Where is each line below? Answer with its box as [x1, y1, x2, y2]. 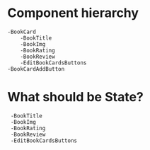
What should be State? [7, 89, 144, 105]
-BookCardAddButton [7, 65, 65, 72]
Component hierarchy [7, 5, 139, 21]
